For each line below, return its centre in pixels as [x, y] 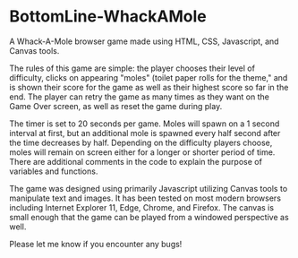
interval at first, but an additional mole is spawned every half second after [145, 133]
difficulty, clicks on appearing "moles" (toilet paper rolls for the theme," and [149, 77]
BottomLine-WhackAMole [108, 17]
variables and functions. [54, 171]
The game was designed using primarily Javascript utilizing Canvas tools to [149, 188]
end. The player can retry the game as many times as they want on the [140, 97]
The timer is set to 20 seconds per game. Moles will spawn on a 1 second [145, 124]
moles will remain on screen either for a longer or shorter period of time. [142, 152]
